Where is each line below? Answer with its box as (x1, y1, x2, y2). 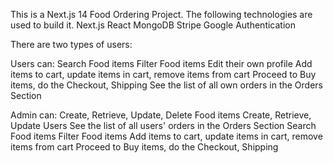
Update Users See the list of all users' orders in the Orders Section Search (10, 120, 317, 131)
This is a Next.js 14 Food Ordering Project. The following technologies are (10, 9, 313, 20)
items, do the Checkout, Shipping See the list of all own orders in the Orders (10, 79, 323, 91)
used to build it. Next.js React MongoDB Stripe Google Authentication (10, 19, 296, 31)
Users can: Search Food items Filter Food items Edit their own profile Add (10, 58, 313, 69)
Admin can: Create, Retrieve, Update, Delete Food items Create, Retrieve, (10, 109, 312, 121)
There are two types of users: (10, 39, 133, 50)
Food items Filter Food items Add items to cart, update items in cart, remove (10, 130, 323, 142)
